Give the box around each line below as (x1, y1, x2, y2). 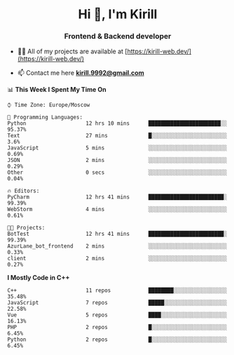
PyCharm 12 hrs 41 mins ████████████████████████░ (7, 194, 228, 201)
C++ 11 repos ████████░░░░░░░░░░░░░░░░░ (7, 287, 228, 294)
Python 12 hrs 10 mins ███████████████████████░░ (7, 120, 228, 127)
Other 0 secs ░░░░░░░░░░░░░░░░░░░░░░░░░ (7, 169, 228, 176)
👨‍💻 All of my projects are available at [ (17, 47, 128, 55)
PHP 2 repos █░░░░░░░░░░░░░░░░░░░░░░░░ (7, 324, 228, 331)
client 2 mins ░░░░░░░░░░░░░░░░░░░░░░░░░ (7, 255, 228, 262)
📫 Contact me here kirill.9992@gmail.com (17, 69, 145, 77)
